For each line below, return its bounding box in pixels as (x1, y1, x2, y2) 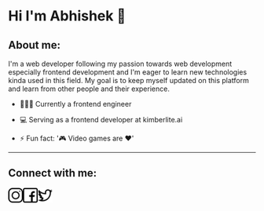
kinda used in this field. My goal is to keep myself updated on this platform (8, 76, 249, 85)
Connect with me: (8, 166, 97, 180)
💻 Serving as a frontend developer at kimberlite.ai (19, 115, 183, 124)
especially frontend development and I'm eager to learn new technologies (8, 67, 247, 77)
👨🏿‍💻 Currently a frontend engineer (19, 100, 132, 108)
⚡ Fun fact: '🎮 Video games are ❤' (19, 133, 134, 143)
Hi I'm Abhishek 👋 (8, 7, 126, 25)
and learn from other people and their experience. (8, 84, 170, 93)
